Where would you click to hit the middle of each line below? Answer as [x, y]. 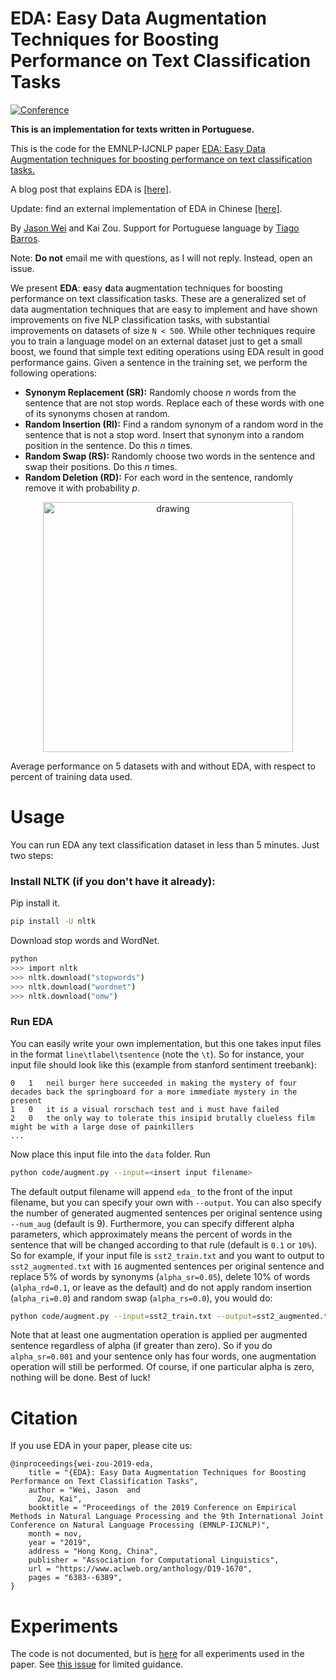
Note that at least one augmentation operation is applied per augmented [159, 1335]
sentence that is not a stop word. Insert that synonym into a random [164, 434]
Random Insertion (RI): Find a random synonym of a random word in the [174, 424]
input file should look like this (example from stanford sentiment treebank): [163, 1064]
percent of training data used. [71, 776]
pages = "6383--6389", [75, 1578]
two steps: [32, 855]
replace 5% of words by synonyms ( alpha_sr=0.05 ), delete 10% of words [160, 1276]
